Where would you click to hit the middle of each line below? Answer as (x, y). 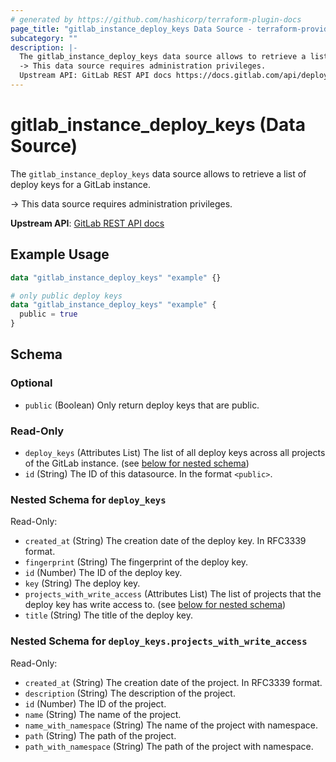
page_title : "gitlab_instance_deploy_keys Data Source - (131, 29)
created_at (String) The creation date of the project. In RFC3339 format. (173, 682)
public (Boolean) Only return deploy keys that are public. (142, 405)
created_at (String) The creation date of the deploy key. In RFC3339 (165, 541)
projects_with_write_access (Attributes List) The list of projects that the (173, 594)
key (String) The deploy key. (82, 583)
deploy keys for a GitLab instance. (80, 184)
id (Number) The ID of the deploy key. (103, 573)
